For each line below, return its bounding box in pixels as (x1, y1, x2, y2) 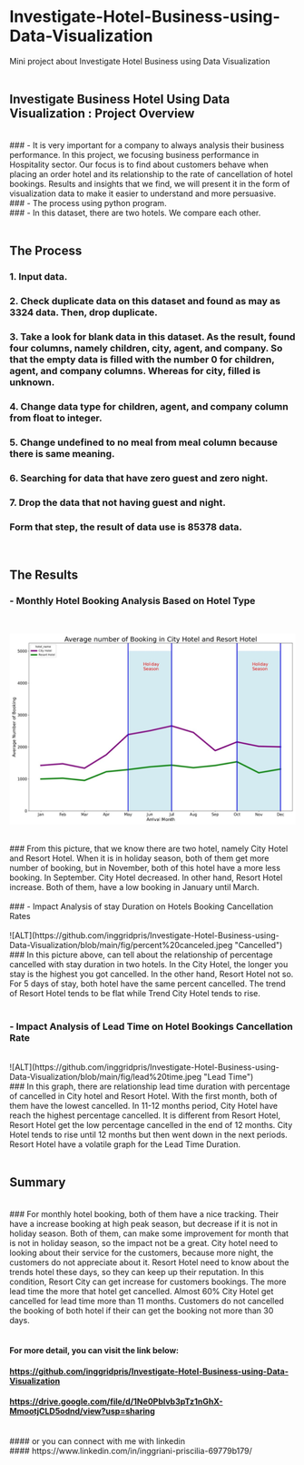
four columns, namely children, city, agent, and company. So (9, 342, 283, 354)
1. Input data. (9, 271, 68, 283)
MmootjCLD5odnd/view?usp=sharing (9, 1406, 156, 1417)
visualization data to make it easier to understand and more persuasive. (9, 188, 277, 199)
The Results (9, 568, 79, 583)
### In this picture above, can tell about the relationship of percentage (9, 949, 274, 960)
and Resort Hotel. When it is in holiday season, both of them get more (9, 852, 270, 864)
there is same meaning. (9, 447, 115, 460)
